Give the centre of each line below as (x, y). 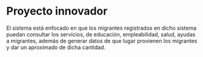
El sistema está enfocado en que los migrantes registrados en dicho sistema (101, 28)
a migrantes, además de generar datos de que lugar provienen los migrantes (102, 41)
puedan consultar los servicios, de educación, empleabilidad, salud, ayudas (101, 34)
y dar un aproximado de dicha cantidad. (56, 47)
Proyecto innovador (57, 11)
